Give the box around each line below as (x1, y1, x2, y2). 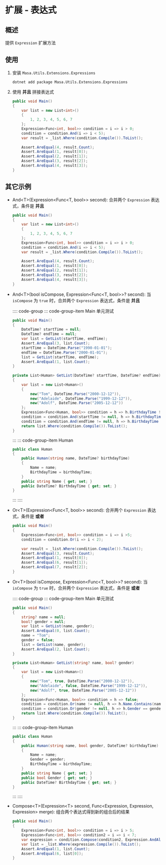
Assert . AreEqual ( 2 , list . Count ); (21, 646, 90, 652)
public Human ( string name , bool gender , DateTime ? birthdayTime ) (21, 743, 159, 748)
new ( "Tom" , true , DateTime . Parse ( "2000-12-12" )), (30, 679, 134, 683)
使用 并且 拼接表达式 (12, 89, 54, 94)
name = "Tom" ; (21, 633, 50, 638)
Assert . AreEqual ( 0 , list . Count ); (21, 629, 90, 634)
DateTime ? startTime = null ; (21, 327, 82, 332)
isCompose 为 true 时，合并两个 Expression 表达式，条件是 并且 (12, 297, 140, 303)
